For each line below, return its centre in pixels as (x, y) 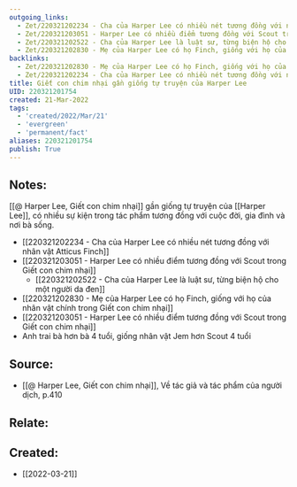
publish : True (35, 149)
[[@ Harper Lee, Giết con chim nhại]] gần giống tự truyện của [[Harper (137, 206)
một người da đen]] (70, 290)
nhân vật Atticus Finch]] (65, 251)
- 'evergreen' (43, 125)
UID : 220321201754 (43, 91)
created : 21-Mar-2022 (49, 100)
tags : (19, 108)
